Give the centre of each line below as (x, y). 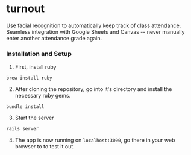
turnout (26, 9)
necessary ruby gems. (43, 96)
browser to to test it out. (45, 147)
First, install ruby (36, 67)
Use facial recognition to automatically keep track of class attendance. (94, 25)
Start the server (34, 118)
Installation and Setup (39, 54)
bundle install (25, 107)
